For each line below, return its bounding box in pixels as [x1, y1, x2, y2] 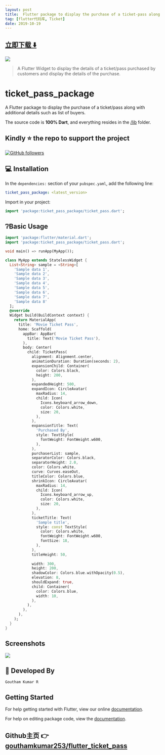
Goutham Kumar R [5, 680, 39, 685]
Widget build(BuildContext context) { [9, 313, 90, 318]
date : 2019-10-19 [5, 21, 41, 26]
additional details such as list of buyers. [5, 110, 86, 115]
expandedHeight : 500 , [31, 382, 77, 387]
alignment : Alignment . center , [31, 354, 94, 359]
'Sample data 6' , [14, 290, 50, 295]
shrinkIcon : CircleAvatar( [31, 478, 87, 483]
